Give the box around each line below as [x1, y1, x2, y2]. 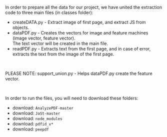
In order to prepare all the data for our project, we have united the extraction [5, 4, 162, 10]
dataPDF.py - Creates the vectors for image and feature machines [12, 30, 148, 35]
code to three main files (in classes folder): [5, 9, 93, 15]
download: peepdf [12, 126, 49, 132]
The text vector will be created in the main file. [12, 40, 108, 46]
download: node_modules [12, 115, 62, 121]
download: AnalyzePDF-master [12, 105, 74, 110]
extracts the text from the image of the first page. [12, 51, 114, 57]
